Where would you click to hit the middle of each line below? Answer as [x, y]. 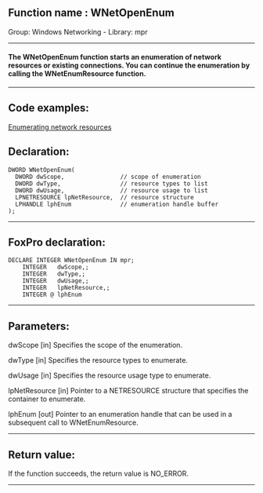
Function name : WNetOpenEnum [91, 13]
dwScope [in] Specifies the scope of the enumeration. [95, 345]
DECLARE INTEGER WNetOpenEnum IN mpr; [71, 261]
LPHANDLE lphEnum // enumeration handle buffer [117, 204]
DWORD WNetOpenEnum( [42, 170]
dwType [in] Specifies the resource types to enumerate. [98, 360]
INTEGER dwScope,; [56, 267]
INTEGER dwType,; [54, 274]
